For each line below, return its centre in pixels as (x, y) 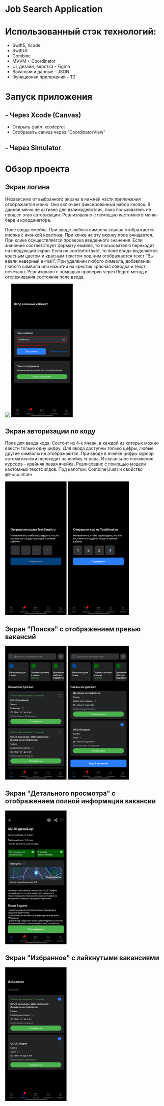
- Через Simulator (33, 147)
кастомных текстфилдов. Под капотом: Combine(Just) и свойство (74, 469)
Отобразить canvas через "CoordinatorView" (59, 132)
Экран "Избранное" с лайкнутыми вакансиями (82, 958)
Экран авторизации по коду (50, 431)
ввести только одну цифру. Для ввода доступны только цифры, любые (79, 449)
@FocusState (19, 475)
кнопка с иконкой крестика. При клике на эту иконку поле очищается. (79, 235)
